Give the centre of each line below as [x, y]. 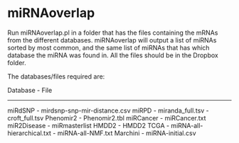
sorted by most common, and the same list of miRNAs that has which [108, 47]
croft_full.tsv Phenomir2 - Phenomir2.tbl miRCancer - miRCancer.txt [107, 118]
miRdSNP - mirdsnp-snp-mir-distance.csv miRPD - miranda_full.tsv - [108, 110]
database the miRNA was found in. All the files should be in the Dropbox [113, 55]
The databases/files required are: [56, 76]
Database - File [30, 90]
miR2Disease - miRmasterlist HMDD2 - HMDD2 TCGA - [88, 125]
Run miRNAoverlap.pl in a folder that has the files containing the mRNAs [113, 33]
